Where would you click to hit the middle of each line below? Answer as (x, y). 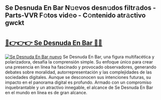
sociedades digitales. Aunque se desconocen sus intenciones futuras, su (78, 77)
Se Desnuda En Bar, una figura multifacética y (109, 57)
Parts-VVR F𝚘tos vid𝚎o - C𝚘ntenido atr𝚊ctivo (75, 16)
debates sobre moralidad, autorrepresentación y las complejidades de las (78, 72)
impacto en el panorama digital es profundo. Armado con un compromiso (78, 82)
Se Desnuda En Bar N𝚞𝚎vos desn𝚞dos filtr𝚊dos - (80, 8)
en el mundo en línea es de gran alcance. (46, 93)
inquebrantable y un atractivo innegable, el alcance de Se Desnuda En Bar (79, 87)
